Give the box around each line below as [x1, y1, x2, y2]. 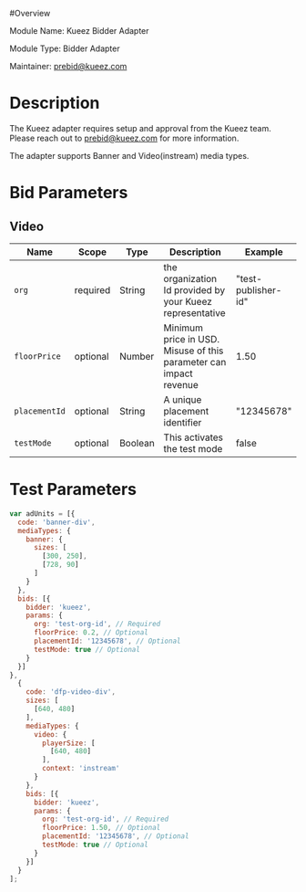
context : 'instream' [42, 764, 120, 773]
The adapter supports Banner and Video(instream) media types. [9, 150, 250, 161]
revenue [163, 378, 199, 391]
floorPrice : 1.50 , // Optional [42, 824, 161, 833]
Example [244, 246, 284, 258]
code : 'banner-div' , [17, 518, 96, 527]
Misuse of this [163, 344, 224, 357]
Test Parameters [9, 479, 138, 500]
